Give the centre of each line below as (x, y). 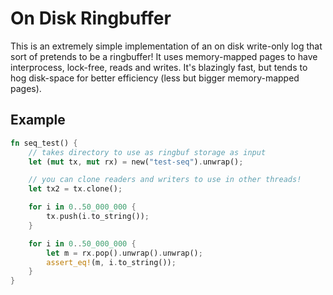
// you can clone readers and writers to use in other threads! (165, 180)
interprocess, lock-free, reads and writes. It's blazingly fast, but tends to (159, 67)
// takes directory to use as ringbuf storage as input (147, 152)
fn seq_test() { (44, 143)
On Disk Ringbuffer (91, 18)
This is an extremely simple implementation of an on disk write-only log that (166, 46)
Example (38, 120)
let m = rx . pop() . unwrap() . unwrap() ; (124, 253)
